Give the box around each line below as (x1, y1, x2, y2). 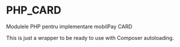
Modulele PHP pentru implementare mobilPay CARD (6, 23, 133, 30)
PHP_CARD (6, 4, 61, 17)
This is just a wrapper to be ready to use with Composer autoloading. (6, 34, 174, 41)
